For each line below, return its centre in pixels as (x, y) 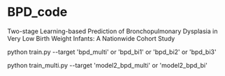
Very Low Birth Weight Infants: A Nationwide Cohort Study (91, 38)
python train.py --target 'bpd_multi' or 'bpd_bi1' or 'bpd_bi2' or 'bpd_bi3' (112, 52)
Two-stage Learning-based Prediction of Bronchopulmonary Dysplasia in (112, 31)
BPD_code (37, 12)
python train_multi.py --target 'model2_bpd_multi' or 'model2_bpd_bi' (107, 65)
